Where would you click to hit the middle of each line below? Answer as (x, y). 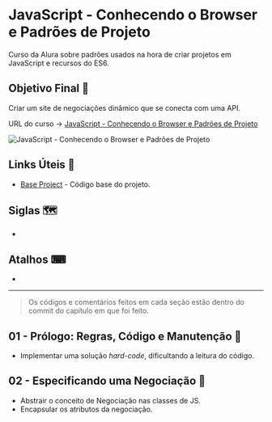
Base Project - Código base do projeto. (85, 184)
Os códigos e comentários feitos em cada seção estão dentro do (136, 302)
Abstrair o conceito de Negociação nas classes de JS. (110, 400)
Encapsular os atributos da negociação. (86, 409)
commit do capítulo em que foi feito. (89, 311)
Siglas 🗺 (33, 211)
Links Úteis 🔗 (42, 165)
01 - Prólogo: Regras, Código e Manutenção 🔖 (125, 336)
